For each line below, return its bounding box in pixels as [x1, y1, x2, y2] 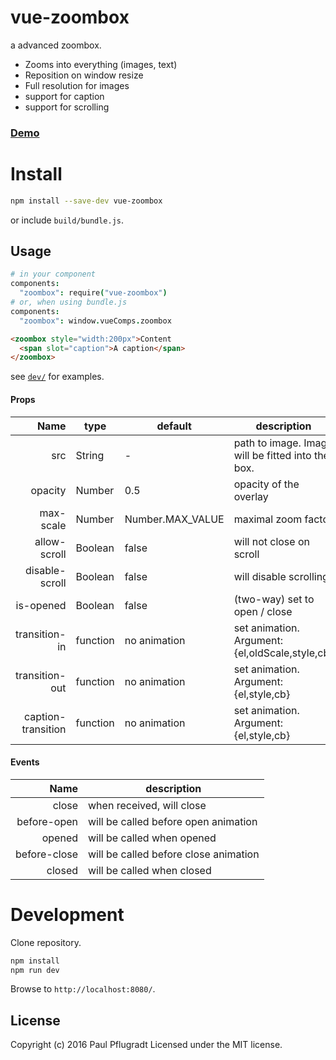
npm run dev [10, 965, 60, 975]
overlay [233, 489, 269, 503]
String [75, 448, 105, 462]
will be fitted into [233, 448, 312, 462]
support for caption [24, 90, 105, 102]
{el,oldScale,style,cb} [233, 646, 334, 660]
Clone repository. [10, 936, 82, 948]
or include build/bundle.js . [10, 214, 125, 226]
